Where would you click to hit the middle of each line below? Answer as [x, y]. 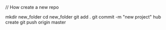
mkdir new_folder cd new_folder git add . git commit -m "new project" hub [83, 17]
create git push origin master [36, 22]
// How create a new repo [32, 7]
